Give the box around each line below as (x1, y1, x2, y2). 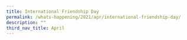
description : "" (6, 19, 46, 25)
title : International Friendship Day (6, 8, 99, 15)
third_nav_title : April (6, 25, 65, 31)
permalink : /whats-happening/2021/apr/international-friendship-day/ (6, 14, 182, 20)
